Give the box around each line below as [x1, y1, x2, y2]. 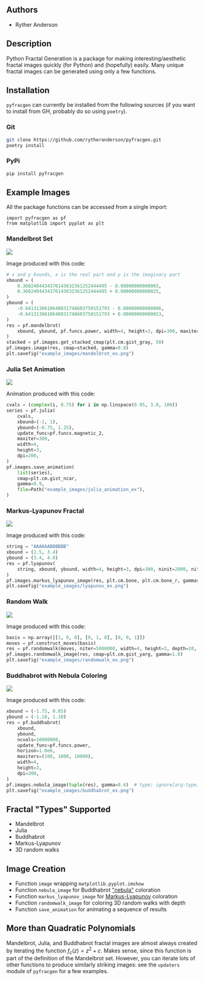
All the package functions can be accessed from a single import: [6, 203, 168, 211]
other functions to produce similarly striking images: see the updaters [6, 961, 180, 968]
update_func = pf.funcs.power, [17, 742, 91, 748]
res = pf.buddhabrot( [6, 720, 61, 726]
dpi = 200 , [17, 453, 39, 459]
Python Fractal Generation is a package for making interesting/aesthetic [6, 55, 186, 62]
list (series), [17, 470, 53, 476]
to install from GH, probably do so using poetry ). [6, 108, 127, 115]
